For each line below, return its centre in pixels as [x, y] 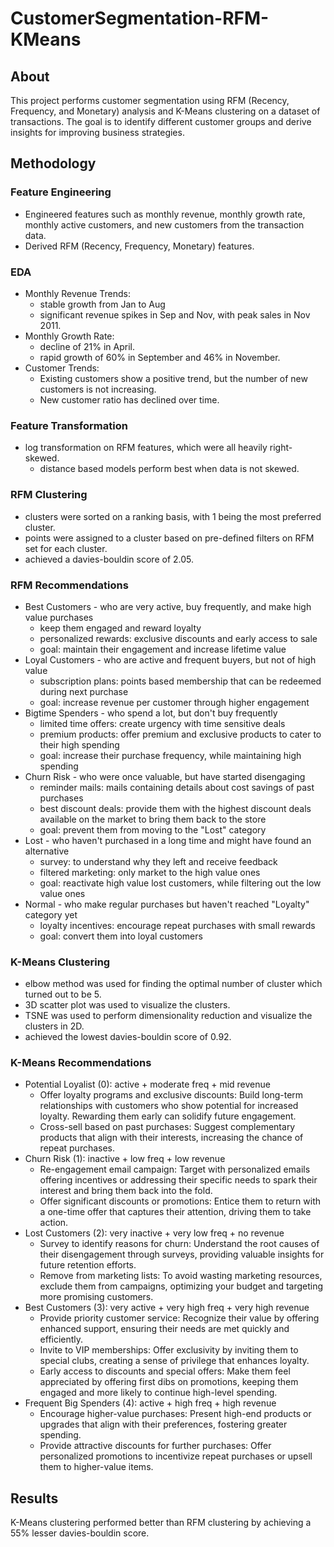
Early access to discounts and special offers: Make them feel [165, 1371]
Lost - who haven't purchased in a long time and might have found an [168, 840]
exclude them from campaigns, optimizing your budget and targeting [181, 1286]
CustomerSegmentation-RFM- [140, 18]
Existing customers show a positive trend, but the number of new [173, 378]
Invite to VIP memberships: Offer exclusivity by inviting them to [169, 1350]
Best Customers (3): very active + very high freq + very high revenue [167, 1308]
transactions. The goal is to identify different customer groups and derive [161, 121]
